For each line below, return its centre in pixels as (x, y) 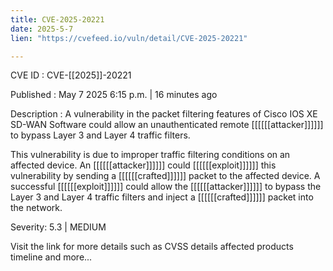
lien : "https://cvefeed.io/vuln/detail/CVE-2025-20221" (129, 38)
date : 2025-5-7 (42, 29)
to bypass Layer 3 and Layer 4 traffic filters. (100, 135)
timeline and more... (51, 257)
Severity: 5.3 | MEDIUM (58, 227)
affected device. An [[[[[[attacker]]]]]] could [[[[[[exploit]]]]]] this (143, 165)
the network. (36, 208)
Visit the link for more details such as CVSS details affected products (152, 247)
